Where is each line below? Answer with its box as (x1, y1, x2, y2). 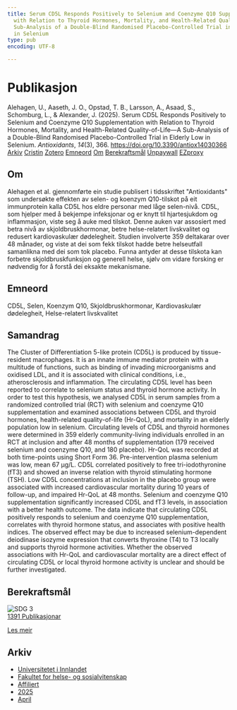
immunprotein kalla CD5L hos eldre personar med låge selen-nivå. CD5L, (7, 202, 220, 210)
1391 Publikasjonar (7, 612, 61, 621)
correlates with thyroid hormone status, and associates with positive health (7, 520, 226, 529)
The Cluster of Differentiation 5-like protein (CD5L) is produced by (7, 348, 200, 356)
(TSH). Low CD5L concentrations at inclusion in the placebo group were (7, 476, 217, 484)
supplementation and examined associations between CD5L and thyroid (7, 408, 217, 416)
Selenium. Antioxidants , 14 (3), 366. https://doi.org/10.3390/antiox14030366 (7, 140, 227, 149)
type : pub (7, 37, 37, 44)
